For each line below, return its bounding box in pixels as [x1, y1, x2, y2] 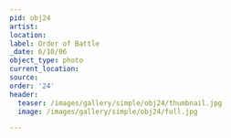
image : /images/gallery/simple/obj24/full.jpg [17, 107, 198, 116]
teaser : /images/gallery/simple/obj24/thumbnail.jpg [17, 98, 223, 108]
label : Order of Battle [9, 38, 100, 48]
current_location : [9, 65, 79, 74]
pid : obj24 [9, 13, 51, 23]
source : [9, 73, 39, 82]
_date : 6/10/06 [9, 48, 68, 57]
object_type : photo [9, 56, 84, 65]
